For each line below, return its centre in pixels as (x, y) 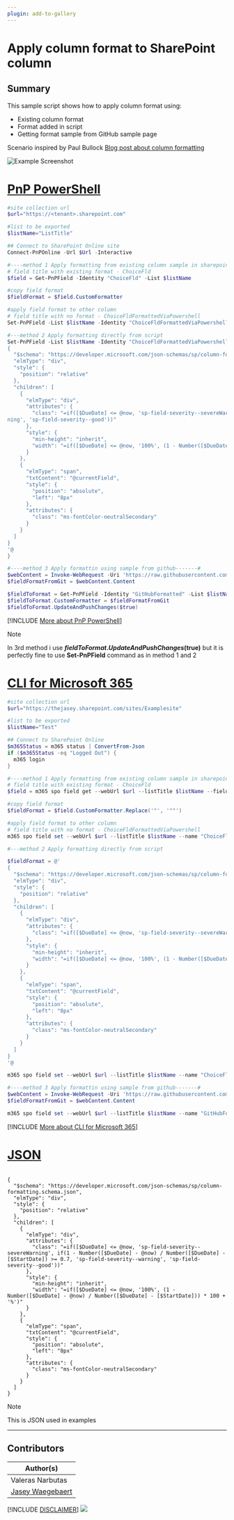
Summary (29, 89)
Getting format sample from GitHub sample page (87, 134)
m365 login (29, 759)
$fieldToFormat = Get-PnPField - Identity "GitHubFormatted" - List (106, 594)
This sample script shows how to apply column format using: (95, 105)
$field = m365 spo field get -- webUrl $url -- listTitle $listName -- (110, 792)
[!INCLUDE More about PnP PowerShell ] (65, 620)
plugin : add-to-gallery (42, 14)
